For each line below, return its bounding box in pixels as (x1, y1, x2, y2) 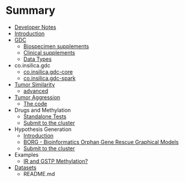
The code (23, 100, 47, 107)
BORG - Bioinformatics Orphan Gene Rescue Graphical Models (23, 138, 179, 145)
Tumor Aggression (14, 94, 61, 101)
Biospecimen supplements (23, 43, 89, 50)
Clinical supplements (23, 49, 76, 56)
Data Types (23, 55, 52, 62)
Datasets (14, 163, 37, 171)
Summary (5, 4, 55, 17)
